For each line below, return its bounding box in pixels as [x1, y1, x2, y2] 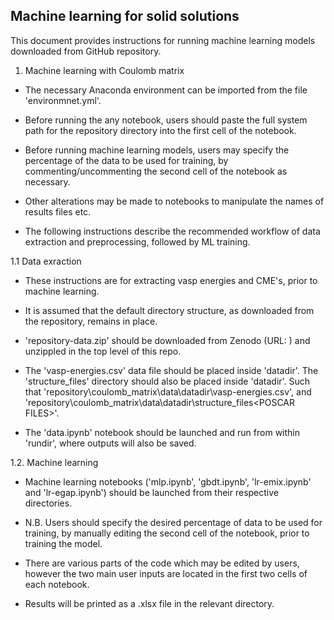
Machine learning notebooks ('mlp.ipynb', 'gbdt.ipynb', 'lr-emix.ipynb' [24, 475, 312, 488]
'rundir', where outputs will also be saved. [24, 437, 197, 449]
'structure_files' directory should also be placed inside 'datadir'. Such [24, 375, 311, 387]
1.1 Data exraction [10, 255, 82, 267]
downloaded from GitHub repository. [10, 45, 162, 57]
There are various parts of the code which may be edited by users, [24, 557, 300, 569]
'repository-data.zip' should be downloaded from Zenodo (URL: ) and [24, 334, 311, 346]
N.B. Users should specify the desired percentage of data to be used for [24, 516, 323, 528]
